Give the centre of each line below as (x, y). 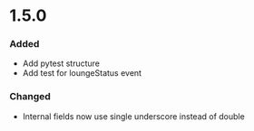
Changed (30, 97)
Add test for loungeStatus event (82, 73)
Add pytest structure (61, 63)
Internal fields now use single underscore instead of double (133, 116)
